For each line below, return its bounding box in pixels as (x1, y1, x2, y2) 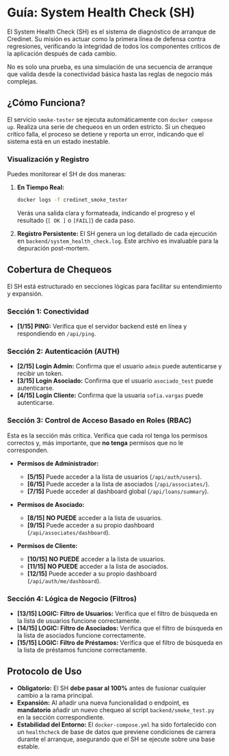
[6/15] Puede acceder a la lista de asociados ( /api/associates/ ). (27, 480, 210, 488)
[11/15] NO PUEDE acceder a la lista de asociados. (27, 562, 169, 570)
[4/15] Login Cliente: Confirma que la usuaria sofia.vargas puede (16, 391, 204, 399)
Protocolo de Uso (7, 665, 82, 677)
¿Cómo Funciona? (7, 97, 85, 109)
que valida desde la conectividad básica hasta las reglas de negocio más (7, 70, 213, 78)
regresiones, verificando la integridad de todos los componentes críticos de (7, 42, 221, 50)
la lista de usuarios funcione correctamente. (16, 616, 142, 625)
